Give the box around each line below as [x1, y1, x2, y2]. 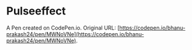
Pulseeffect [6, 4, 66, 18]
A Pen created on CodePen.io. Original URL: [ [6, 24, 120, 31]
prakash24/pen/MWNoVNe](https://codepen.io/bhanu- [6, 30, 145, 37]
